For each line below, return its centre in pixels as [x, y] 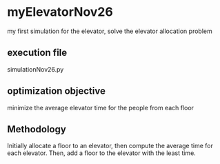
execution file [37, 53]
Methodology [37, 129]
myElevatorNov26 [60, 12]
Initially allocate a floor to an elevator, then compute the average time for [110, 146]
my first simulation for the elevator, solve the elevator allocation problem [110, 31]
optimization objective [56, 91]
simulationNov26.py [36, 69]
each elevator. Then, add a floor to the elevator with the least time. [102, 153]
